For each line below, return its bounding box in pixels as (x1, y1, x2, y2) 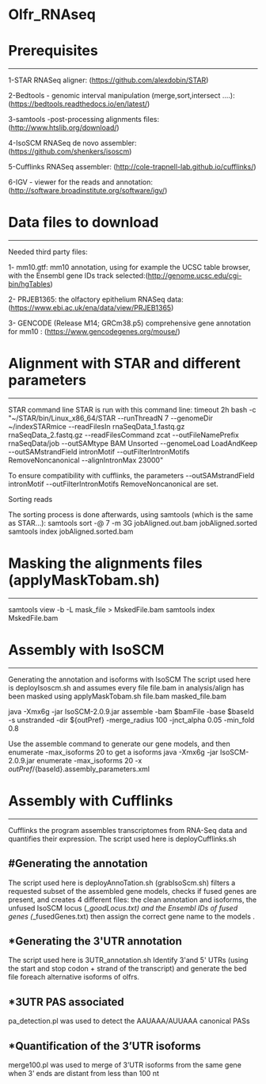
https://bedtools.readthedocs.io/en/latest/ (10, 99, 148, 108)
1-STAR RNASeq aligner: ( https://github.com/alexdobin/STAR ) (8, 75, 209, 85)
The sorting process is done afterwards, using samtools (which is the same (8, 510, 253, 519)
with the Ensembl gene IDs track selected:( (8, 271, 149, 280)
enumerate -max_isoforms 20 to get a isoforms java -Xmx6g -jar (8, 747, 219, 757)
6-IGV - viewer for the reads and (8, 177, 115, 187)
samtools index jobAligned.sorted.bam (8, 527, 134, 536)
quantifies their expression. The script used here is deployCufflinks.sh (8, 834, 237, 843)
